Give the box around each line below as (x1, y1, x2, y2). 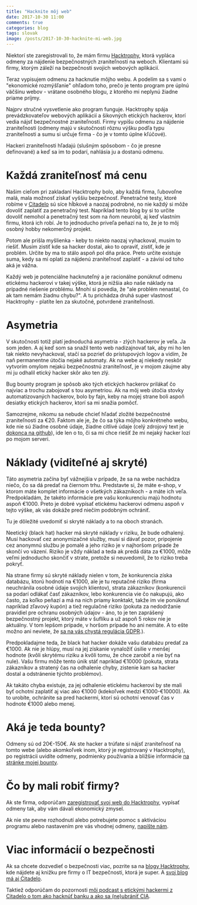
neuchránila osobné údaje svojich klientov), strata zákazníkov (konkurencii (6, 584, 186, 591)
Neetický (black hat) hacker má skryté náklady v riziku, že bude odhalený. (6, 529, 185, 536)
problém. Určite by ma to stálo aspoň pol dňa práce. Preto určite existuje (6, 249, 181, 256)
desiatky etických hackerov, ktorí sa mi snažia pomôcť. (6, 399, 139, 406)
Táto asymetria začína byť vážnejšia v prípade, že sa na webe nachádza (6, 475, 180, 482)
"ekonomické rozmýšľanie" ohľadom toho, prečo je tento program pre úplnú (6, 82, 189, 89)
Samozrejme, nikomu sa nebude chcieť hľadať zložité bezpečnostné (6, 410, 171, 417)
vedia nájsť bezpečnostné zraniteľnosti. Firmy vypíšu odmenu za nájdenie (6, 118, 185, 125)
